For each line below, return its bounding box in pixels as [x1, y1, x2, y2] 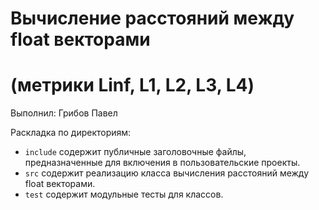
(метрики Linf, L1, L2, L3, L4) [10, 74, 255, 97]
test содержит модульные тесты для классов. [24, 188, 224, 201]
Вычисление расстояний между [10, 7, 295, 30]
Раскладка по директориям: [10, 127, 132, 139]
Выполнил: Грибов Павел [10, 107, 118, 119]
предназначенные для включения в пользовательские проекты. [24, 157, 301, 169]
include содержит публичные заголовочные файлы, [24, 146, 247, 158]
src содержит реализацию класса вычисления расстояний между [24, 167, 310, 179]
